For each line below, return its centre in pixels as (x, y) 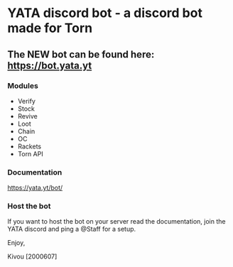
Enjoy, (16, 243)
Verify (26, 101)
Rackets (29, 146)
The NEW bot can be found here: (81, 54)
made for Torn (50, 28)
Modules (23, 85)
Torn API (31, 153)
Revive (27, 116)
